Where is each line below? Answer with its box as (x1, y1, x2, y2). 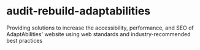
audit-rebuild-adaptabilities (6, 4, 151, 18)
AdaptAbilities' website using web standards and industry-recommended (6, 30, 191, 37)
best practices (6, 37, 43, 44)
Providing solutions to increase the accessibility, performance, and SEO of (6, 24, 194, 31)
